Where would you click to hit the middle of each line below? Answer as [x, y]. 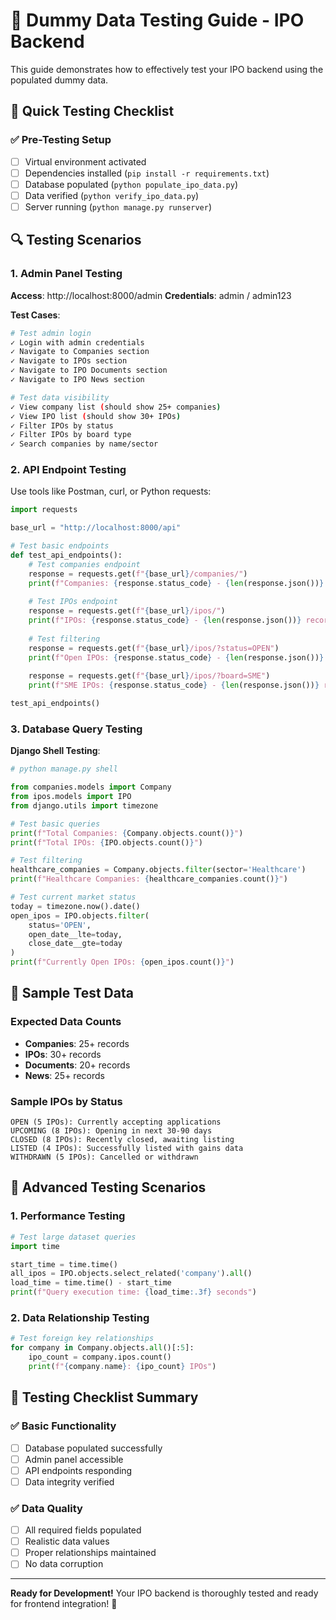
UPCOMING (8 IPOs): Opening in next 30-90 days [111, 1131]
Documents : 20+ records [77, 1065]
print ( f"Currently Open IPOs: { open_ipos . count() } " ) [122, 962]
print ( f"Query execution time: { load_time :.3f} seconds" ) [133, 1292]
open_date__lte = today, [75, 934]
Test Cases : [35, 315]
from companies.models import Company [91, 787]
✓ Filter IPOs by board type [71, 435]
